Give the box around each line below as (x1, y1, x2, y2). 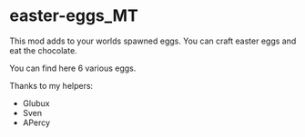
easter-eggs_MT (9, 5, 138, 26)
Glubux (22, 97, 50, 109)
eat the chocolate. (9, 44, 77, 55)
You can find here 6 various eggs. (9, 63, 137, 73)
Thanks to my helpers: (9, 80, 94, 91)
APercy (22, 117, 51, 128)
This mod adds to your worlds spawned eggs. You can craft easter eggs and (9, 35, 297, 46)
